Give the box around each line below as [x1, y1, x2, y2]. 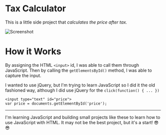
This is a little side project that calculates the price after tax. [5, 19, 127, 25]
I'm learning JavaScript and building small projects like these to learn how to [5, 114, 161, 120]
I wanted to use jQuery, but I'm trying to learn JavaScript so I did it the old [5, 82, 156, 88]
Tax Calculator [5, 3, 66, 14]
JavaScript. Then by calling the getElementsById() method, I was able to [5, 67, 152, 73]
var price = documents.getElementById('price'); [5, 101, 107, 106]
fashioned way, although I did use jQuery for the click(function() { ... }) [5, 87, 160, 93]
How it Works [5, 46, 62, 57]
